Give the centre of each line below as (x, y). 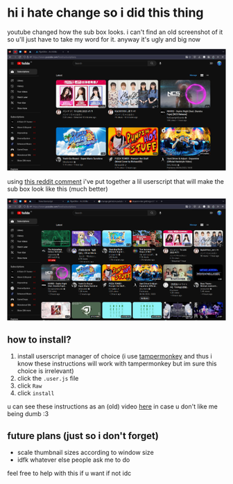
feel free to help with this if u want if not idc (69, 474)
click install (36, 393)
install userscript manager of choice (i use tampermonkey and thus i (115, 356)
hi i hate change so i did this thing (105, 13)
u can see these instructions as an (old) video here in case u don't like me (113, 406)
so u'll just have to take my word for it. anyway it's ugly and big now (104, 39)
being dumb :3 (28, 414)
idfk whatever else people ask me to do (74, 460)
